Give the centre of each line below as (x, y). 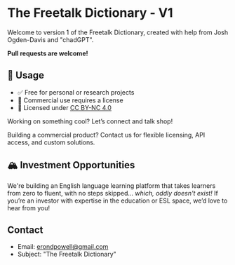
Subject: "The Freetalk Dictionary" (67, 254)
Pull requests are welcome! (48, 53)
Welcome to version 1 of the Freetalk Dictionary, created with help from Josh (118, 32)
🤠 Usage (26, 75)
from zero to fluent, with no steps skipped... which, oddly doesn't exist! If (113, 193)
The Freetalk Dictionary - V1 (90, 13)
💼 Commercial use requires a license (70, 100)
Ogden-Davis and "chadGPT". (51, 39)
